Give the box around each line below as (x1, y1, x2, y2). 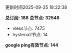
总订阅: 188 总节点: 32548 (5, 15, 60, 21)
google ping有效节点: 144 (5, 42, 58, 48)
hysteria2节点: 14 (12, 32, 48, 37)
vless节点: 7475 (12, 25, 45, 31)
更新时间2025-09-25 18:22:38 (5, 4, 67, 10)
